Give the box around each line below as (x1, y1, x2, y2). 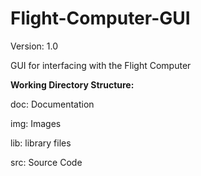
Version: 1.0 (10, 40, 59, 52)
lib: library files (10, 137, 72, 149)
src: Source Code (10, 156, 83, 168)
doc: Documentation (10, 98, 95, 110)
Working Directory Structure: (10, 78, 135, 91)
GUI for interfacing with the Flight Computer (10, 59, 192, 71)
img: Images (10, 117, 62, 129)
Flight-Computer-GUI (10, 7, 191, 30)
